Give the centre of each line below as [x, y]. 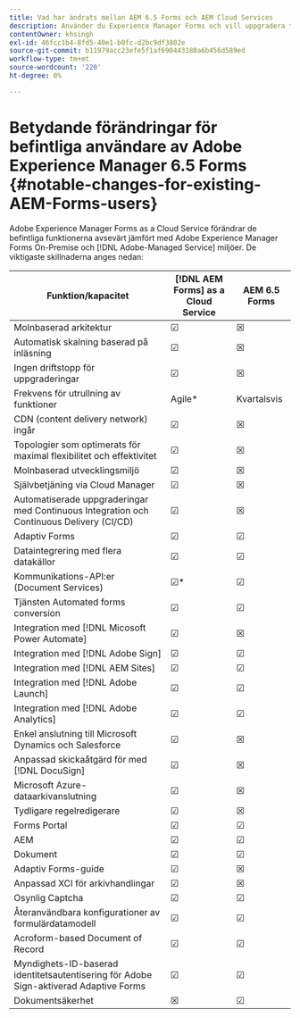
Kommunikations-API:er [64, 576]
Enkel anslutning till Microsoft [75, 733]
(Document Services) [59, 588]
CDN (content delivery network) [81, 419]
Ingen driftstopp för [54, 367]
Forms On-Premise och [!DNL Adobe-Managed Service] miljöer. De [133, 247]
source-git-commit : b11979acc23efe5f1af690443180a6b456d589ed [127, 51]
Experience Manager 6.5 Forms [128, 165]
